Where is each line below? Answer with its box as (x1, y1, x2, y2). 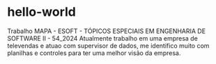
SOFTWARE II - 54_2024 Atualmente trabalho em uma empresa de (7, 34, 199, 42)
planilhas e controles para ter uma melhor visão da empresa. (7, 49, 181, 57)
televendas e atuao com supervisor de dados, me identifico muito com (7, 41, 210, 50)
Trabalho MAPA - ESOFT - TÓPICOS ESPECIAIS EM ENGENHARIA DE (7, 27, 206, 35)
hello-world (7, 4, 77, 20)
